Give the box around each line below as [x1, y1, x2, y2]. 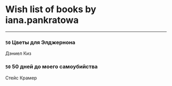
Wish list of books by [5, 4, 96, 15]
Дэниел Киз [5, 50, 32, 56]
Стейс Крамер [5, 75, 37, 81]
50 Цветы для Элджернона [5, 39, 76, 46]
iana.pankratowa [5, 14, 79, 26]
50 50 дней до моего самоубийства [5, 63, 98, 70]
